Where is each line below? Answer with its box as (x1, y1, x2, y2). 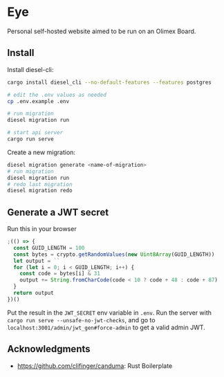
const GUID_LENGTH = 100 (13, 244, 85, 251)
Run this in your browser (7, 225, 77, 233)
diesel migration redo (7, 187, 73, 194)
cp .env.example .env (7, 98, 70, 104)
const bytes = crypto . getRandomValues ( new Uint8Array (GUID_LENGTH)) (13, 250, 215, 258)
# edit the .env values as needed (7, 91, 107, 98)
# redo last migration (7, 181, 73, 187)
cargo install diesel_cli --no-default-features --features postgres (7, 79, 212, 86)
